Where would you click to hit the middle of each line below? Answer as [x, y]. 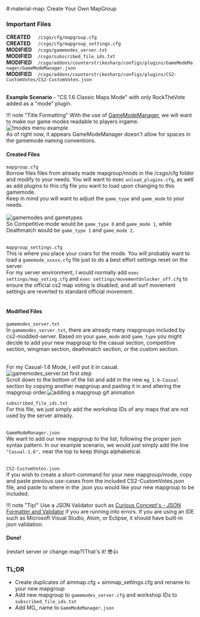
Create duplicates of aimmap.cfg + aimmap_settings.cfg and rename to [102, 582]
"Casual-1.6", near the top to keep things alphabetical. [74, 451]
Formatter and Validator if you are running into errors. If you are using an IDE [100, 511]
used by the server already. [40, 416]
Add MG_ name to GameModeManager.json [64, 608]
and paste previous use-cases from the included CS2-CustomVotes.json [95, 481]
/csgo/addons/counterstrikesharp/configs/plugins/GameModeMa [115, 63]
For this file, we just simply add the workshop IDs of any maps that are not [97, 409]
